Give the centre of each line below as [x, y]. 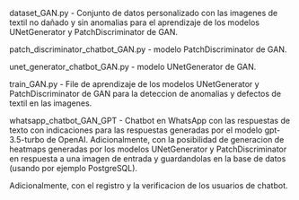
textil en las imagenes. [51, 103]
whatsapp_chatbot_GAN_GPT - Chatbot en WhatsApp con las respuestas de [149, 121]
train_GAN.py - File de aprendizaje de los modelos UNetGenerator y [134, 84]
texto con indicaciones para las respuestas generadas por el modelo [136, 130]
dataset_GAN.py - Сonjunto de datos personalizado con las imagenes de [144, 13]
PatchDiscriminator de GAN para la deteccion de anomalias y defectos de [145, 94]
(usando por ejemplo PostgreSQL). [73, 168]
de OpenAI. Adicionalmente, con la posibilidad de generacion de [165, 139]
